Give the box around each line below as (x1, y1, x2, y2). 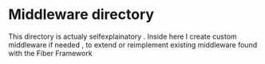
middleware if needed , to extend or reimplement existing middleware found (8, 40, 258, 49)
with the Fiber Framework (8, 48, 93, 58)
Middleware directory (8, 6, 154, 24)
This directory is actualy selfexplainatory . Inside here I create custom (8, 32, 237, 41)
